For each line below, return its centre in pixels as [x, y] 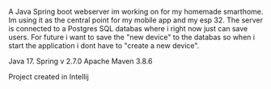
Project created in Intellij [49, 77]
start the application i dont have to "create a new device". [104, 46]
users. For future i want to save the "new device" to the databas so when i [132, 37]
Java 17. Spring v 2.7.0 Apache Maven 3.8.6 [80, 61]
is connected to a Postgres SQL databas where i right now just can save [128, 28]
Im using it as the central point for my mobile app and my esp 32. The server [135, 20]
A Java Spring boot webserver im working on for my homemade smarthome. [136, 12]
